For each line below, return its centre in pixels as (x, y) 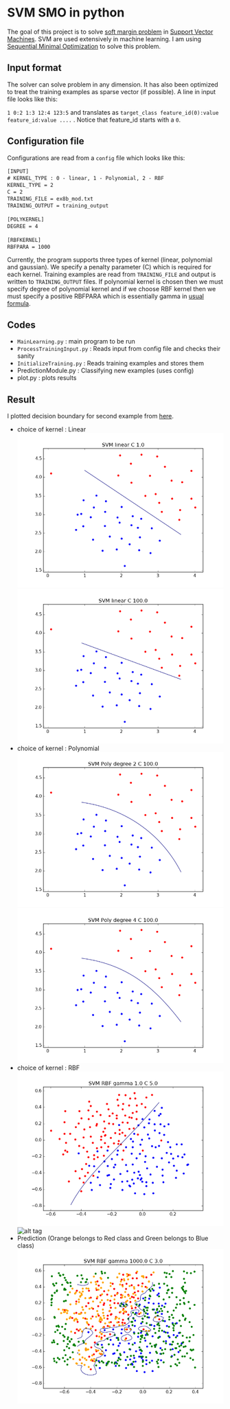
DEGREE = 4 (23, 226)
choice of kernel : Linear (51, 429)
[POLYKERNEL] (26, 219)
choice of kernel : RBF (48, 1068)
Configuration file (46, 141)
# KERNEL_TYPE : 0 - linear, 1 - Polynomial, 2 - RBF (86, 178)
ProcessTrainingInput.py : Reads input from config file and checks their (119, 349)
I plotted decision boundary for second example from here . (90, 416)
